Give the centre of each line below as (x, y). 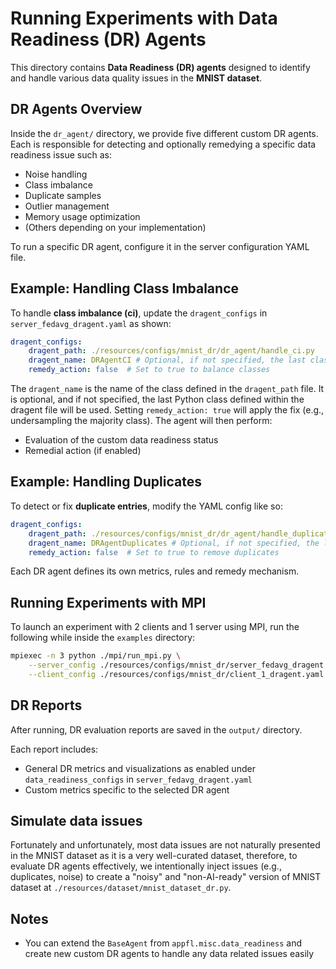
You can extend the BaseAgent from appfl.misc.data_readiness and (163, 943)
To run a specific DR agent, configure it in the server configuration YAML (160, 246)
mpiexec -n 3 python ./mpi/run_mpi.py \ (96, 656)
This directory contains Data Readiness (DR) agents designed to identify (160, 67)
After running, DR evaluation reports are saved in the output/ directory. (156, 729)
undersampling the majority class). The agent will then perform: (141, 421)
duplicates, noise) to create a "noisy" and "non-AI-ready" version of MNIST (166, 877)
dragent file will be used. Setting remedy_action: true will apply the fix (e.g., (167, 410)
